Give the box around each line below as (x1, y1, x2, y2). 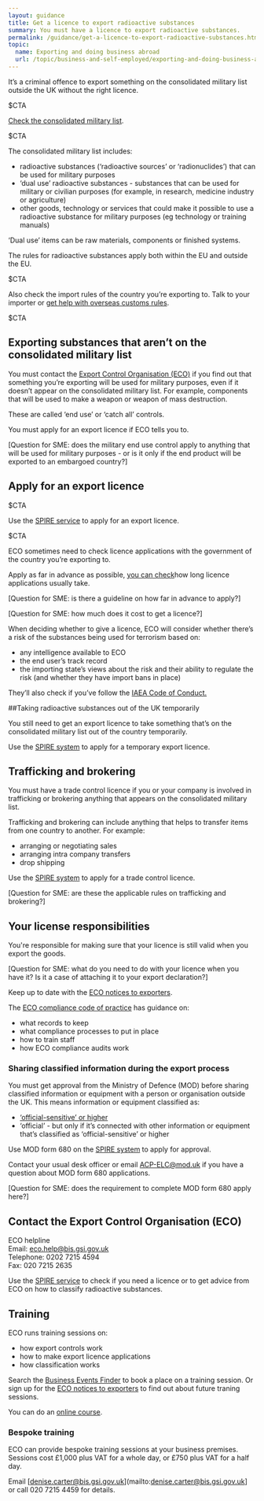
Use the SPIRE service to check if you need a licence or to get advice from (8, 1276, 250, 1285)
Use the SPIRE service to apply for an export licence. (8, 516, 179, 525)
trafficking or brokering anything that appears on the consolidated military (8, 794, 247, 804)
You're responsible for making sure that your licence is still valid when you (8, 941, 249, 950)
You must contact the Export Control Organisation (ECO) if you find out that (8, 369, 252, 379)
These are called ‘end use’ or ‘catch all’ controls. (8, 409, 165, 419)
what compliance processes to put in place (19, 1026, 159, 1036)
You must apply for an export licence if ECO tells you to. (8, 424, 189, 434)
